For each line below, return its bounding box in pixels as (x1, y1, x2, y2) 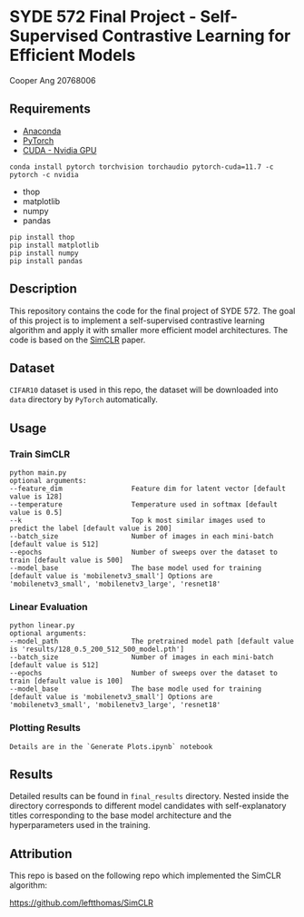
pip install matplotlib (9, 241, 100, 250)
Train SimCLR (9, 448, 71, 460)
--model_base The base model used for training (9, 564, 261, 573)
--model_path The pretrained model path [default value (9, 637, 295, 646)
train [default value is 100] (9, 676, 124, 686)
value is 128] (9, 492, 64, 501)
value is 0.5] (9, 508, 64, 518)
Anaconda (22, 125, 62, 136)
